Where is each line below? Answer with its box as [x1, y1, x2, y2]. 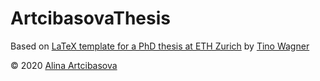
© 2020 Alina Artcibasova [10, 59, 118, 71]
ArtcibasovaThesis [10, 7, 171, 30]
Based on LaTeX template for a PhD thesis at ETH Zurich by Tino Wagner [10, 40, 310, 52]
